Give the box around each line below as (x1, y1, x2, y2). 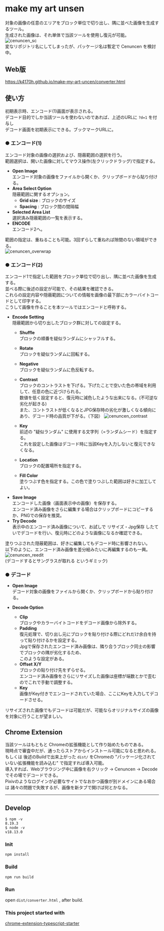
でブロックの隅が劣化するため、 (19, 650, 84, 656)
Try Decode (12, 518, 37, 524)
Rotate (19, 346, 33, 351)
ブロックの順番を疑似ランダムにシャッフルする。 (19, 336, 118, 342)
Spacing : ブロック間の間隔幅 (19, 203, 79, 209)
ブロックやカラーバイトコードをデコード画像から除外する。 (19, 620, 140, 626)
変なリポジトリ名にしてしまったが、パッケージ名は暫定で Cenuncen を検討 (5, 43, 156, 49)
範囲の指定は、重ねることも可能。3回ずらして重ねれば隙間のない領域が (5, 237, 149, 242)
